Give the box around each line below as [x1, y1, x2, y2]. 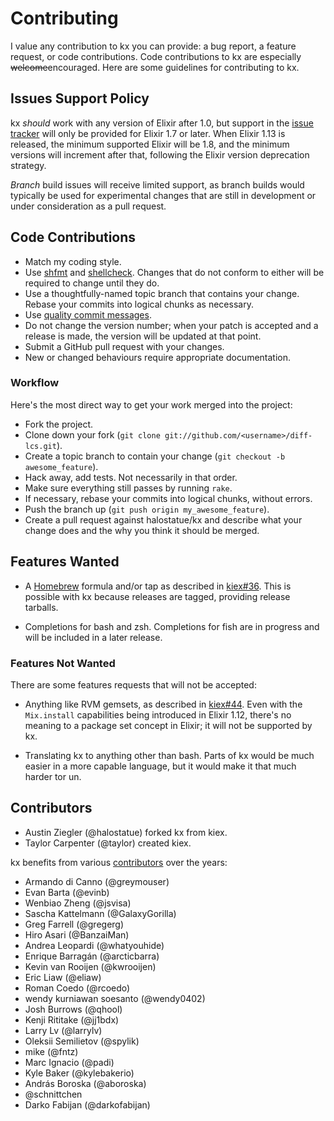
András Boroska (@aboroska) [24, 1077, 147, 1089]
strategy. [10, 159, 47, 171]
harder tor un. [24, 770, 82, 782]
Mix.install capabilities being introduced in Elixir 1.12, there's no [24, 708, 292, 721]
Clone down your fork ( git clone [24, 428, 161, 441]
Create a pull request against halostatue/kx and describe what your [24, 513, 303, 526]
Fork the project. [24, 418, 94, 430]
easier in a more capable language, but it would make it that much [24, 760, 297, 772]
